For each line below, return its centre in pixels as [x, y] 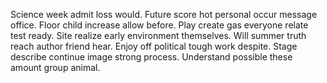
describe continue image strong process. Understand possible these [151, 57]
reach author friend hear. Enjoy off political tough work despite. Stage [154, 46]
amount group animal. [55, 67]
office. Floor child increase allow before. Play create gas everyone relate [159, 25]
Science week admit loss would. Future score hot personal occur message [164, 14]
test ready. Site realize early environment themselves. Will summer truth [158, 35]
